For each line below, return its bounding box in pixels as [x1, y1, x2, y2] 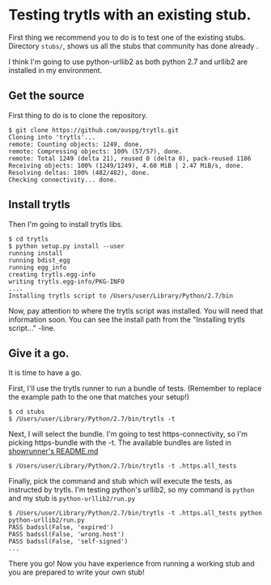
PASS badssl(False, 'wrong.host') [8, 531, 125, 539]
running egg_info [8, 263, 67, 271]
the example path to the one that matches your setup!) [8, 392, 190, 402]
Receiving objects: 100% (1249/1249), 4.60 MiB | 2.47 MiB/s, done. [8, 161, 244, 169]
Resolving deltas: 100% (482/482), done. [8, 169, 150, 177]
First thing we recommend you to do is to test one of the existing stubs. [8, 32, 246, 42]
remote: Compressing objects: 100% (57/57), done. [8, 147, 183, 156]
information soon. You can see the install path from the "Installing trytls [8, 314, 245, 324]
